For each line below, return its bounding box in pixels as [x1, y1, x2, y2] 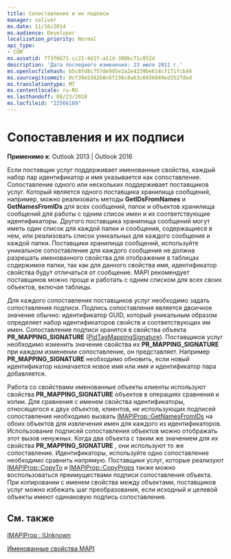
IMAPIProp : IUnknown [7, 531, 71, 539]
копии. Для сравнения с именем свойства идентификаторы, [7, 397, 186, 405]
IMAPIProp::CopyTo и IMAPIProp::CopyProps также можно [7, 463, 176, 471]
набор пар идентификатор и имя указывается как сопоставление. [7, 173, 201, 181]
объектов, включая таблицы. [7, 283, 92, 291]
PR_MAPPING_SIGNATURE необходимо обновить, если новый [7, 354, 190, 363]
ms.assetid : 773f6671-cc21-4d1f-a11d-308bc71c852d [7, 55, 155, 62]
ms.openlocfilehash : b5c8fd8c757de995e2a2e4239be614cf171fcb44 [7, 68, 192, 74]
